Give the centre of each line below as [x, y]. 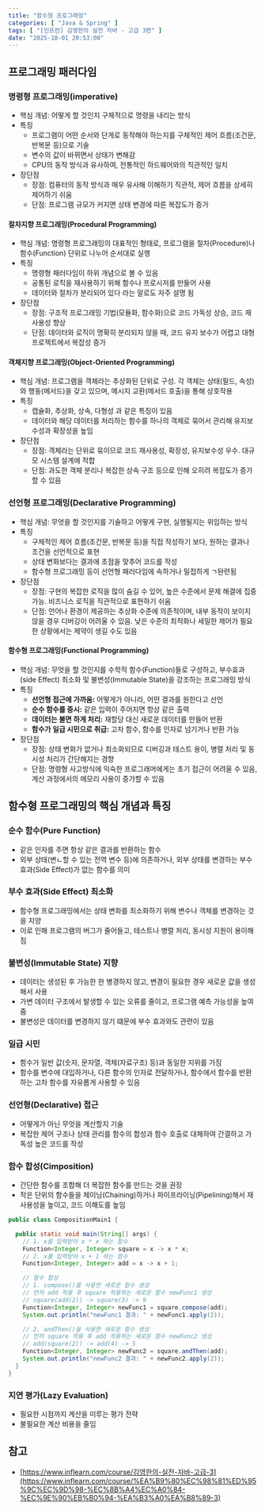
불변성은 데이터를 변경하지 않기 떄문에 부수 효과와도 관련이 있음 [117, 1021]
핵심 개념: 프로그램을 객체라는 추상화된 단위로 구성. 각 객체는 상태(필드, [128, 381]
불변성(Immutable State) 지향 [63, 962]
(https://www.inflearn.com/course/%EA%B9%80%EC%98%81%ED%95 [138, 1481]
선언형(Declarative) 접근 [53, 1105]
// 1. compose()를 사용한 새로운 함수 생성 [86, 1285]
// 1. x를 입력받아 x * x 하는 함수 [75, 1241]
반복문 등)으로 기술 [60, 144]
